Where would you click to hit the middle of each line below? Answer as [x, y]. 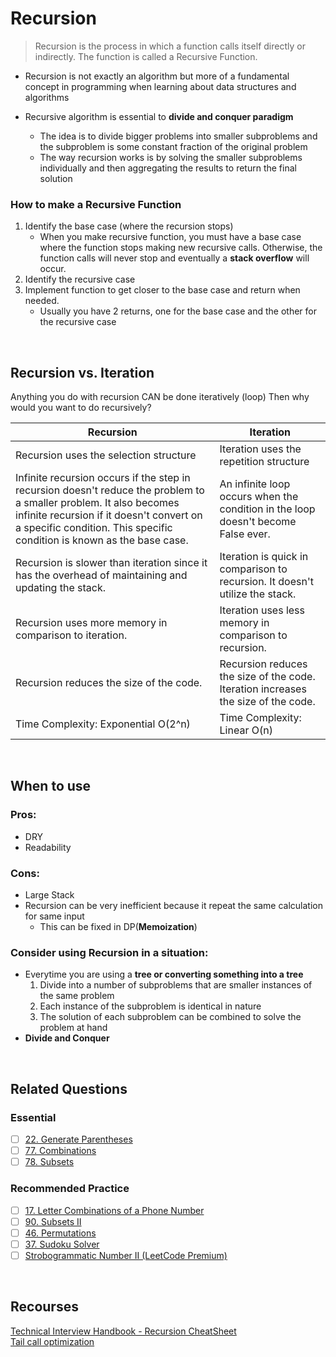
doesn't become [258, 522]
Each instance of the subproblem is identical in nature [150, 1006]
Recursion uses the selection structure [106, 455]
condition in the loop [267, 509]
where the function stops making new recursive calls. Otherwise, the [181, 248]
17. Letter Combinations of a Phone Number [114, 1210]
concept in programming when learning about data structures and [160, 86]
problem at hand [73, 1028]
